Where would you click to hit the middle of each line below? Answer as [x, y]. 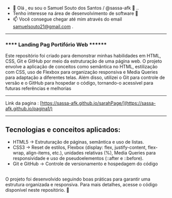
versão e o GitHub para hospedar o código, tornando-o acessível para [79, 83]
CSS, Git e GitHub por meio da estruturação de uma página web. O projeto [84, 61]
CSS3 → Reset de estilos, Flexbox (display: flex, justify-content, [80, 147]
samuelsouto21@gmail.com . [43, 26]
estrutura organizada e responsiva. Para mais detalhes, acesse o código [81, 185]
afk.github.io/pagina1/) [29, 109]
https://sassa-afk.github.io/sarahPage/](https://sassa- [99, 103]
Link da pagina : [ [24, 103]
